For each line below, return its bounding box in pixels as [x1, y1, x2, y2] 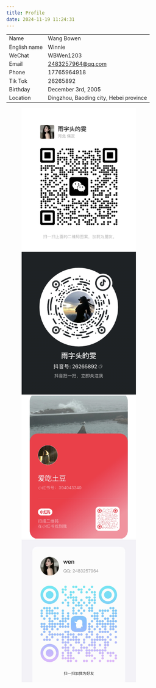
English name [9, 43, 43, 51]
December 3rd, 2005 [48, 85, 102, 93]
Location [9, 94, 31, 101]
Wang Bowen [48, 35, 81, 42]
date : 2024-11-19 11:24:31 [6, 16, 75, 23]
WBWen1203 [48, 52, 82, 59]
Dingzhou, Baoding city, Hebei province [48, 94, 147, 101]
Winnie [48, 43, 66, 51]
